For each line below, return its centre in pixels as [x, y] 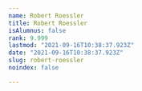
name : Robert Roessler [46, 16]
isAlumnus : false [37, 30]
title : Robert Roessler [48, 23]
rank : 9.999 [28, 38]
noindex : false [34, 68]
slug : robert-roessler [46, 61]
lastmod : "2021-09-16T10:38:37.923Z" [71, 45]
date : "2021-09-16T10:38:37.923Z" [66, 53]
